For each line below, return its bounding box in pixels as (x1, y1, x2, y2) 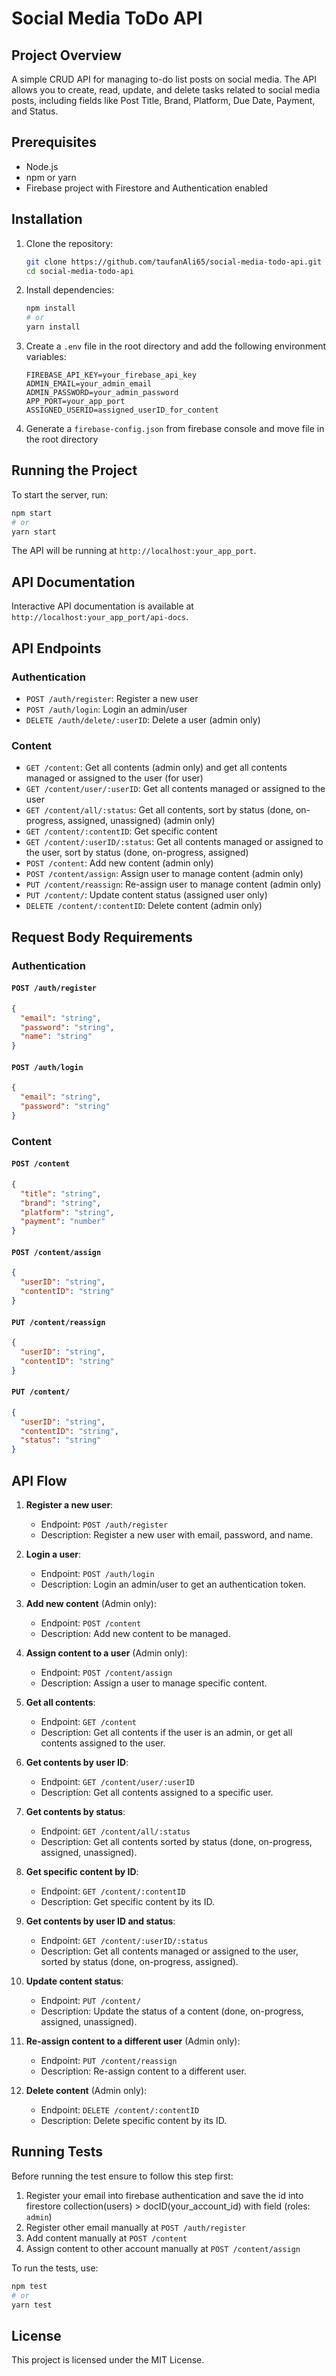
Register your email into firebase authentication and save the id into (25, 2189, 304, 2201)
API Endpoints (11, 640, 102, 657)
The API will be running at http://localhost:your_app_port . (11, 545, 257, 557)
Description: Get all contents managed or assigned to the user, (40, 1945, 299, 1957)
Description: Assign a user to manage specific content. (40, 1677, 268, 1689)
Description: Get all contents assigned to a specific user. (40, 1787, 274, 1798)
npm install (25, 303, 76, 314)
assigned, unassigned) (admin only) (67, 815, 216, 827)
